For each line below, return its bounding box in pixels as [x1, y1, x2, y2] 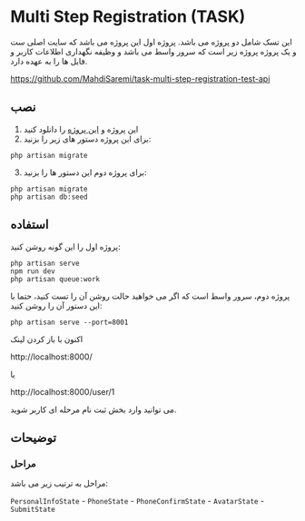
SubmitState [10, 506, 55, 515]
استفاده [10, 217, 49, 232]
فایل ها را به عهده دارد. [10, 55, 88, 66]
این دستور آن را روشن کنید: [10, 300, 103, 310]
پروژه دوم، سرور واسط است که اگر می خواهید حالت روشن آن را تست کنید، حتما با [10, 290, 290, 301]
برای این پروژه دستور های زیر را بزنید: [23, 133, 152, 144]
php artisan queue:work [10, 274, 101, 283]
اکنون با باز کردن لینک [10, 333, 84, 344]
